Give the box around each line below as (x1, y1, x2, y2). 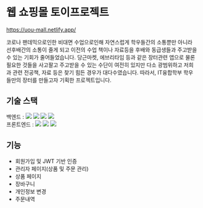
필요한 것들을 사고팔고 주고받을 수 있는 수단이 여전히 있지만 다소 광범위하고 (6, 61, 183, 69)
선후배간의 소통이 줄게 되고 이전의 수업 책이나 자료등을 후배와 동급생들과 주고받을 (6, 46, 198, 53)
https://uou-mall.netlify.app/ (6, 25, 76, 33)
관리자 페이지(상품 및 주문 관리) (15, 165, 89, 172)
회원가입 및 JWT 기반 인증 (15, 157, 78, 164)
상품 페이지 (15, 172, 42, 179)
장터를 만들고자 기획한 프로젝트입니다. (22, 76, 112, 84)
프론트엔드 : (6, 121, 35, 128)
